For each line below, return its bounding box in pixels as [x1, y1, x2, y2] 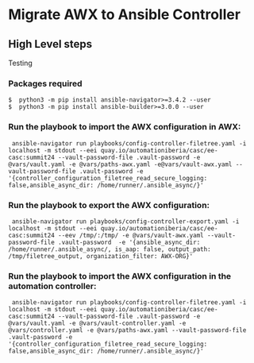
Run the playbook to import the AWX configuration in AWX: [8, 122, 241, 133]
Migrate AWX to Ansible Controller [8, 6, 241, 24]
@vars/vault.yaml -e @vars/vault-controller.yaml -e [8, 319, 187, 327]
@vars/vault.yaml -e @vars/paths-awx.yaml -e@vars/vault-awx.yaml [8, 160, 233, 168]
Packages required [8, 78, 83, 89]
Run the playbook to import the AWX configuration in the [8, 270, 232, 281]
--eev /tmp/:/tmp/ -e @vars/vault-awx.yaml [58, 231, 204, 239]
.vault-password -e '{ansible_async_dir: [58, 238, 201, 246]
